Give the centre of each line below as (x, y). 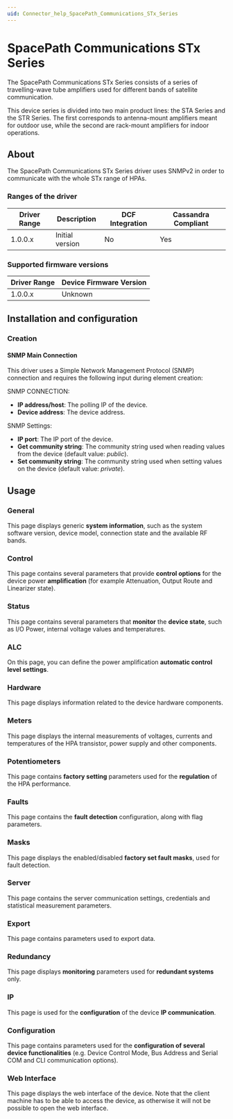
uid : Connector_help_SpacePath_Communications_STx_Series (93, 14)
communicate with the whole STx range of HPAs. (77, 179)
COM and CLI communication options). (63, 1061)
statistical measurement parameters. (60, 905)
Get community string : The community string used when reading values (121, 446)
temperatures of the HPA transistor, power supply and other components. (112, 743)
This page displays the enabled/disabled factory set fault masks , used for (113, 858)
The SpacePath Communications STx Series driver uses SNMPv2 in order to (116, 171)
